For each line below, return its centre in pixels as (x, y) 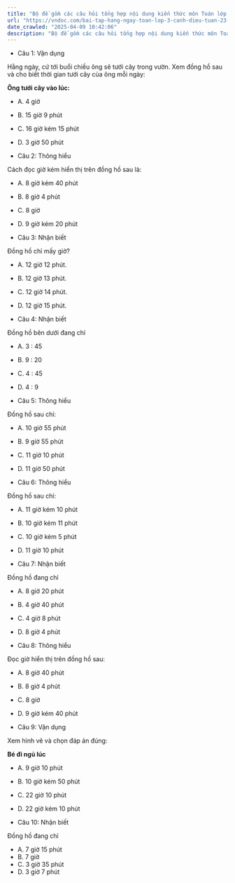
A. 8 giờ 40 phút (41, 673)
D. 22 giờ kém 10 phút (49, 809)
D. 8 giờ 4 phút (39, 632)
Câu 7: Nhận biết (42, 564)
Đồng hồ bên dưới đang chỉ (47, 333)
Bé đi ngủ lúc (27, 755)
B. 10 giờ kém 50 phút (49, 782)
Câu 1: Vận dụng (41, 53)
